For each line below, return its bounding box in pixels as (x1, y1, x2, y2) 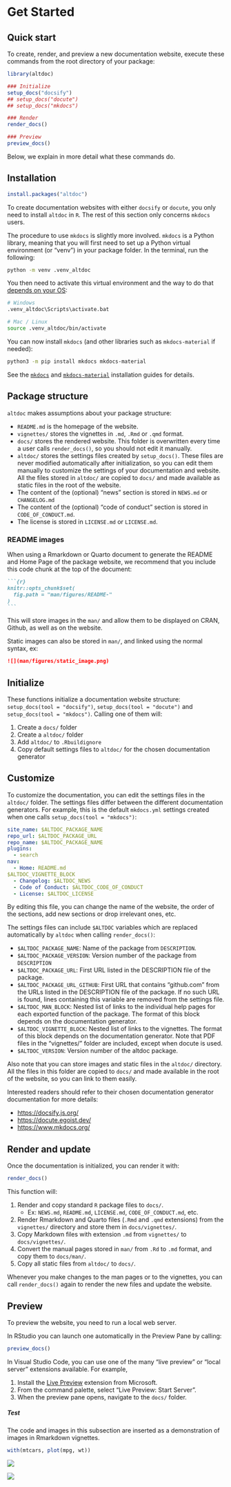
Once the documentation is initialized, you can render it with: (7, 1161, 180, 1170)
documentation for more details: (7, 1095, 99, 1104)
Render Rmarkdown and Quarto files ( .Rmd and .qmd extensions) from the (17, 1215, 224, 1224)
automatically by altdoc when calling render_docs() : (7, 930, 155, 939)
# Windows (7, 299, 36, 307)
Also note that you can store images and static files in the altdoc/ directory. (7, 1060, 222, 1068)
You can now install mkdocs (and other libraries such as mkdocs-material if (7, 337, 216, 346)
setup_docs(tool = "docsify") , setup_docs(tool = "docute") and (7, 702, 193, 710)
